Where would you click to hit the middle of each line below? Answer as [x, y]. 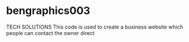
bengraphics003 [48, 11]
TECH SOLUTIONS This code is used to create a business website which [94, 27]
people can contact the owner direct [50, 33]
